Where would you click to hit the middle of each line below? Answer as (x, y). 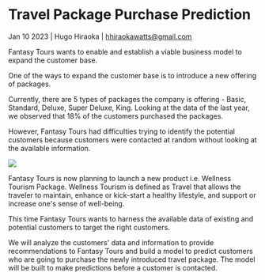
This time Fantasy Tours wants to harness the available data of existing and (131, 218)
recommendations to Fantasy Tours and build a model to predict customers (131, 251)
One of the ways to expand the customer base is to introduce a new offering (132, 75)
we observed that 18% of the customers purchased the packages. (116, 115)
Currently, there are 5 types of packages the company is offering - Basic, (127, 99)
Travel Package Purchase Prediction (130, 15)
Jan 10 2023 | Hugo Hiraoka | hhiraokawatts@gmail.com (100, 36)
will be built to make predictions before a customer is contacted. (113, 267)
